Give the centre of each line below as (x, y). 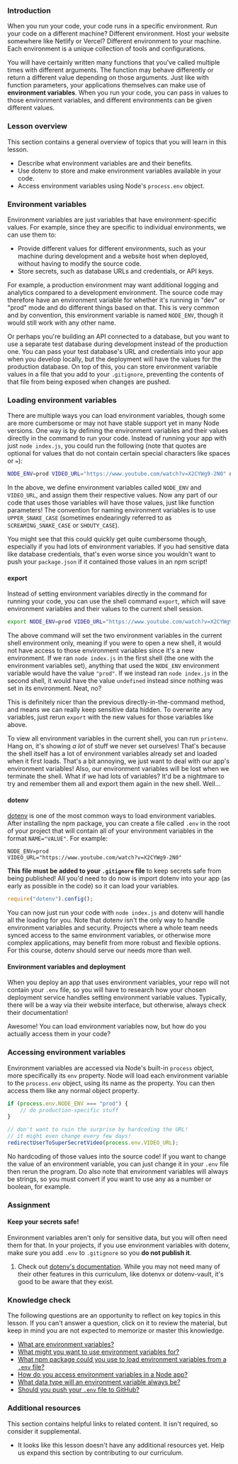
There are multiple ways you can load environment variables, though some (116, 416)
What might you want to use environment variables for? (98, 1352)
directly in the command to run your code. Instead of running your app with (117, 438)
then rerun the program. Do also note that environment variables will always (118, 1171)
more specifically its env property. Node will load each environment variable (118, 1075)
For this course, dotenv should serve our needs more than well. (100, 950)
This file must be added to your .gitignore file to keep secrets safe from (114, 871)
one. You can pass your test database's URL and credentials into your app (115, 351)
